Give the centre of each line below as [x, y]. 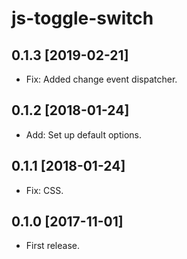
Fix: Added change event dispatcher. [101, 79]
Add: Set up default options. [83, 134]
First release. [52, 246]
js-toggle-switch [82, 18]
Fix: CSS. [44, 190]
